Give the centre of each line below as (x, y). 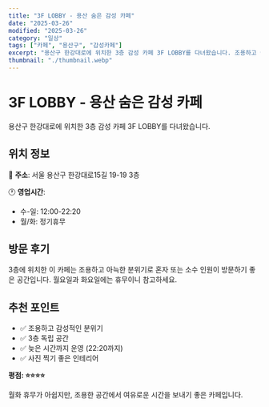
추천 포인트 (34, 307)
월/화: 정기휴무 (43, 221)
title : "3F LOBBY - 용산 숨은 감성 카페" (72, 16)
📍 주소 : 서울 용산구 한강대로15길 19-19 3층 (74, 175)
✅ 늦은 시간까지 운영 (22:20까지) (71, 349)
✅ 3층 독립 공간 (44, 338)
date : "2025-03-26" (41, 23)
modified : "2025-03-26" (48, 30)
